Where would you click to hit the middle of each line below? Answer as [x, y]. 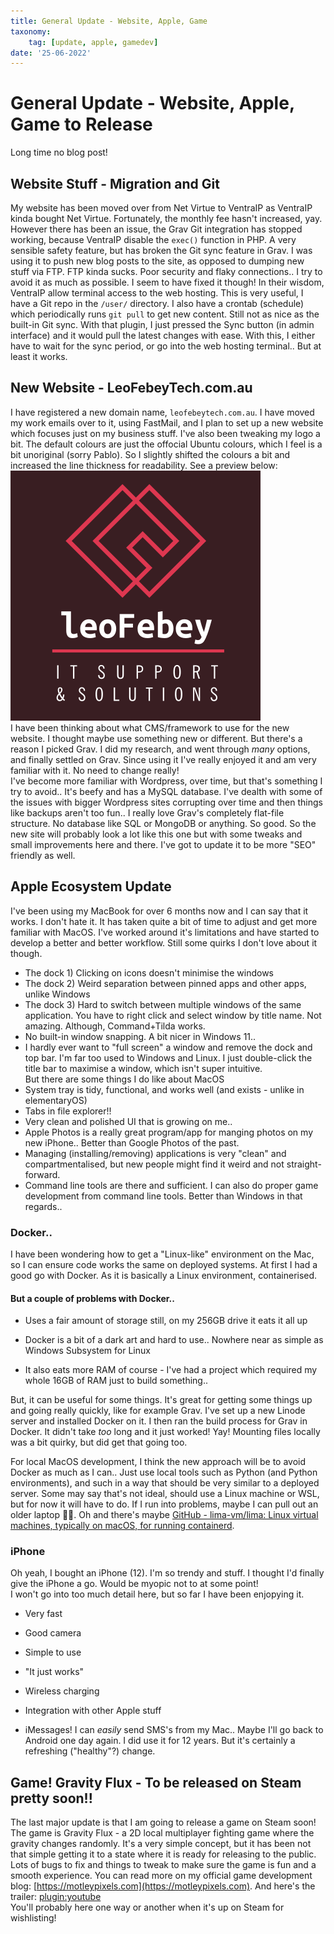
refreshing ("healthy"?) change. [90, 1751]
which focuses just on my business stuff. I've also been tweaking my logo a [165, 433]
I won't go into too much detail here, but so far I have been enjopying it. [157, 1594]
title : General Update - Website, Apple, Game [109, 21]
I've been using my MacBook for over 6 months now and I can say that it [159, 911]
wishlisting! [33, 1918]
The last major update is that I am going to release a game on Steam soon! [163, 1822]
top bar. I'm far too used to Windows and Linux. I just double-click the [168, 1057]
